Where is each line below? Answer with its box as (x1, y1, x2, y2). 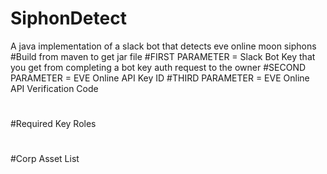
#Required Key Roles (10, 118, 97, 130)
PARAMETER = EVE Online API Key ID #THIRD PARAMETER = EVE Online (10, 72, 310, 84)
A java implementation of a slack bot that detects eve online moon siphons (10, 40, 317, 52)
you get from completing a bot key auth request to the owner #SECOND (10, 61, 307, 73)
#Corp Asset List (10, 153, 80, 165)
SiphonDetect (10, 7, 127, 30)
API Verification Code (10, 82, 99, 94)
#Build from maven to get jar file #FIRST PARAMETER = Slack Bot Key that (10, 50, 316, 62)
